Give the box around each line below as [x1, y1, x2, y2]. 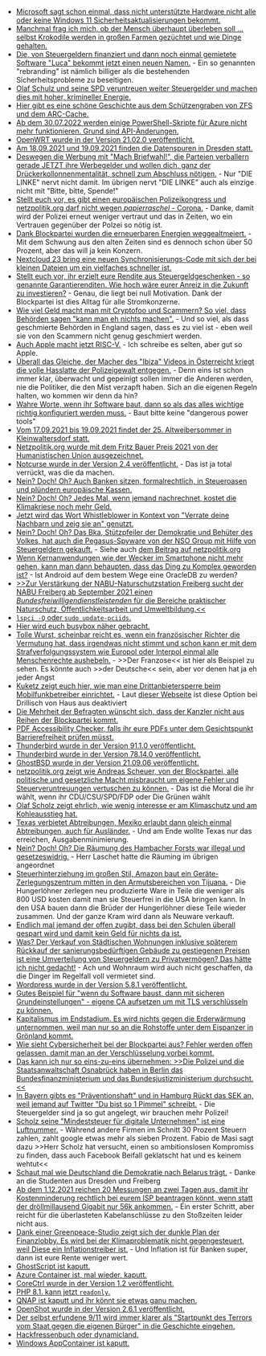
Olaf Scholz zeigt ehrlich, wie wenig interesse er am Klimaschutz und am [15, 801, 257, 810]
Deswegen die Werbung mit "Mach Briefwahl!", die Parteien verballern [15, 152, 249, 161]
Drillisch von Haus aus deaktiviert [15, 698, 127, 708]
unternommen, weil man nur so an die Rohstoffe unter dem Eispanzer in [15, 1023, 254, 1031]
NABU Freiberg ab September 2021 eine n [15, 587, 153, 597]
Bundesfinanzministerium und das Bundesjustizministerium [15, 1074, 212, 1083]
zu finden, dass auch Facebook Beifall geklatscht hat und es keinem [15, 1150, 242, 1160]
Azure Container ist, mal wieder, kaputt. [15, 1270, 147, 1280]
